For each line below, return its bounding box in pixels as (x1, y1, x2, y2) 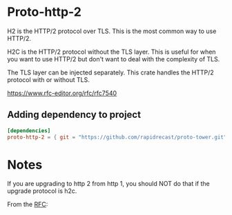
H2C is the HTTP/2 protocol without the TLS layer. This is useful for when (7, 48, 216, 56)
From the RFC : (7, 201, 48, 209)
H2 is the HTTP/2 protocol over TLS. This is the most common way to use (7, 27, 217, 35)
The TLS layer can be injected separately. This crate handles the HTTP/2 (7, 68, 214, 76)
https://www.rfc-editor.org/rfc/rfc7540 (7, 89, 117, 97)
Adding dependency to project (7, 109, 142, 121)
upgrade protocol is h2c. (7, 187, 77, 195)
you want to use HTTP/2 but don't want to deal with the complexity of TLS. (7, 54, 220, 63)
